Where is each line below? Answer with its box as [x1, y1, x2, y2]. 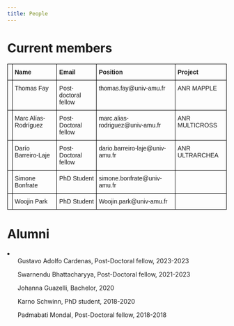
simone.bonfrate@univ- [98, 174, 162, 182]
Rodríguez [15, 121, 43, 129]
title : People [7, 10, 49, 17]
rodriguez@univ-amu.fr [98, 121, 162, 129]
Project [177, 68, 198, 76]
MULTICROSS [177, 121, 218, 129]
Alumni [7, 226, 50, 242]
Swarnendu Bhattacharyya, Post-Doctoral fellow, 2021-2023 [17, 270, 191, 279]
